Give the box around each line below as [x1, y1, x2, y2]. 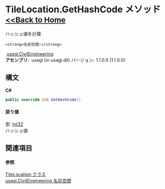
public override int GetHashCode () [5, 97, 81, 102]
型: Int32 [5, 121, 23, 127]
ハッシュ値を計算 [5, 31, 41, 37]
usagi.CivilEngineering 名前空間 [5, 178, 72, 184]
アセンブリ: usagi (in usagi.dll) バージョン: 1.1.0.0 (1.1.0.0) [5, 57, 126, 63]
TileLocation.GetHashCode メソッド [5, 4, 161, 15]
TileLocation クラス [5, 171, 46, 178]
